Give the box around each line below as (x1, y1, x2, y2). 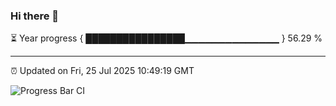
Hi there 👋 (10, 9, 60, 23)
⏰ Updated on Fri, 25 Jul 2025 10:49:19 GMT (10, 65, 195, 77)
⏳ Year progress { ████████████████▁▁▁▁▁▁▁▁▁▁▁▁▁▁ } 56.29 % (10, 32, 323, 44)
